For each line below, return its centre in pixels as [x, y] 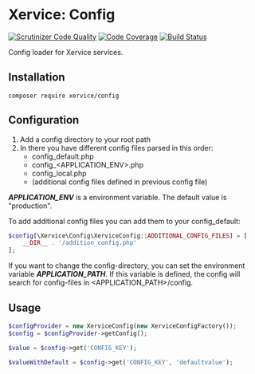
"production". [30, 206]
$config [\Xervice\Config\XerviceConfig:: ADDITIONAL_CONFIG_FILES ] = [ [128, 236]
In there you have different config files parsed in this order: [116, 148]
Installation [37, 77]
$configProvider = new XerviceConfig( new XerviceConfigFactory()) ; [123, 326]
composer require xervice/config [64, 96]
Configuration [44, 120]
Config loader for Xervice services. [66, 52]
